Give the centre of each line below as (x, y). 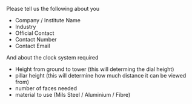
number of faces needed (46, 88)
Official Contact (35, 33)
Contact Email (32, 46)
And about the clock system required (52, 57)
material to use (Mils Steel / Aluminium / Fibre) (73, 95)
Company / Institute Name (48, 20)
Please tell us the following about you (53, 9)
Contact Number (36, 39)
